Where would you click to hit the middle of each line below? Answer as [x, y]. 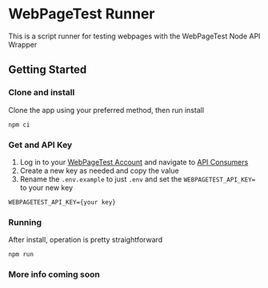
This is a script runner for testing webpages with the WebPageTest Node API [134, 36]
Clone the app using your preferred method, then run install [106, 110]
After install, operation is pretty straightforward [86, 240]
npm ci [19, 125]
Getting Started [48, 70]
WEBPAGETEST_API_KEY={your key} [62, 202]
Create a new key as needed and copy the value [99, 170]
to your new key [46, 187]
